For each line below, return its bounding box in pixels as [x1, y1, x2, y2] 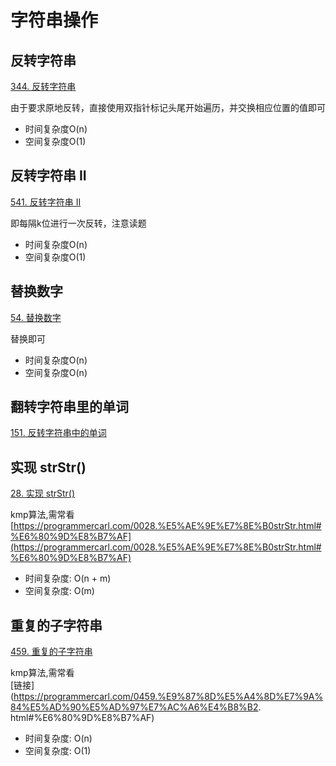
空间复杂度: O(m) [24, 585, 95, 597]
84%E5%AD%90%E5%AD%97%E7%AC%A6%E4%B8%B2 [10, 701, 259, 713]
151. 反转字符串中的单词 [10, 427, 107, 439]
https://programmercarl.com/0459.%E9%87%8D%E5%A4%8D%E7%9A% [13, 691, 324, 703]
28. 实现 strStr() [10, 487, 76, 500]
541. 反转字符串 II [10, 196, 82, 208]
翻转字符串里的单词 [10, 399, 129, 416]
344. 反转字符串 [10, 81, 77, 92]
